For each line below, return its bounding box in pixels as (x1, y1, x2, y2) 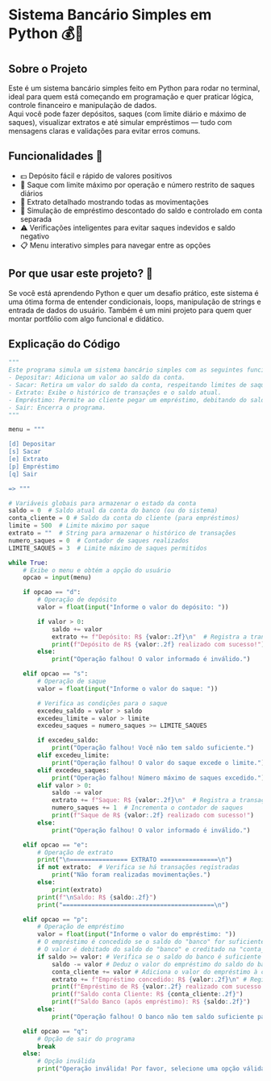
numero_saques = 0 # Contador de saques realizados (8, 536, 190, 545)
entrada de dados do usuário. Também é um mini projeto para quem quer (8, 305, 252, 315)
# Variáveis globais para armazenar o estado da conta (8, 499, 197, 507)
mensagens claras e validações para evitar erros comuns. (8, 127, 201, 135)
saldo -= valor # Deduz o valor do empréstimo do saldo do (51, 960, 254, 968)
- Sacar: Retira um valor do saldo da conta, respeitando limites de (8, 381, 248, 389)
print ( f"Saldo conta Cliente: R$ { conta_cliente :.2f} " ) (51, 990, 244, 999)
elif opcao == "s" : (23, 670, 89, 678)
